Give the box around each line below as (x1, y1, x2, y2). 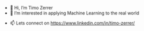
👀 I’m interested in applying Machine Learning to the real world (9, 10, 139, 16)
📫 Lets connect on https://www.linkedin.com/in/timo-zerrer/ (9, 20, 135, 26)
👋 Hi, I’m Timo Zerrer (9, 5, 53, 10)
